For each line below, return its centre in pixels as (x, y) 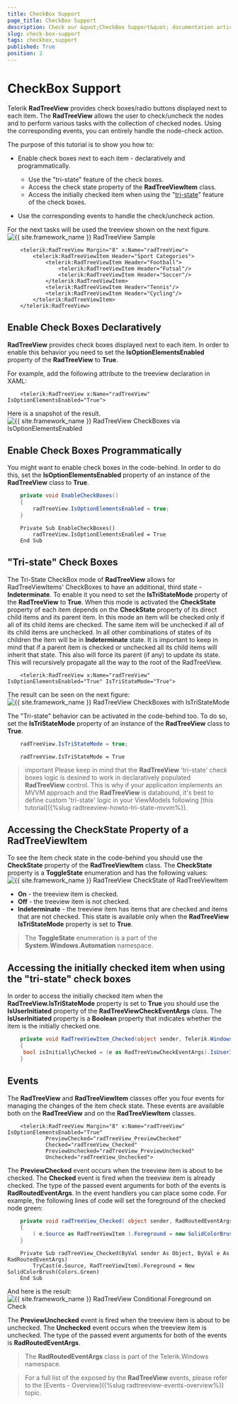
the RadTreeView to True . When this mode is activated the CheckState (112, 602)
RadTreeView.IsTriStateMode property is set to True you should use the (113, 1004)
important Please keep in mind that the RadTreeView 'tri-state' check (126, 770)
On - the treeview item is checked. (68, 894)
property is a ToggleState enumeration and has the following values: (108, 873)
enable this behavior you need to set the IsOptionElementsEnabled (106, 352)
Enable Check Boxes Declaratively (84, 328)
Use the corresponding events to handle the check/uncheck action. (116, 215)
